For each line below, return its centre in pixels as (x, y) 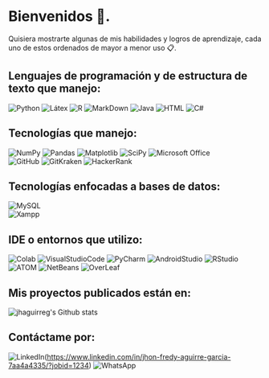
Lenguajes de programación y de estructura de (128, 76)
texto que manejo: (55, 89)
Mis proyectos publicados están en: (100, 293)
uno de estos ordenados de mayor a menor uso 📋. (92, 47)
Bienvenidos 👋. (59, 16)
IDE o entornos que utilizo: (75, 239)
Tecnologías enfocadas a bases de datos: (114, 186)
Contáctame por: (52, 337)
